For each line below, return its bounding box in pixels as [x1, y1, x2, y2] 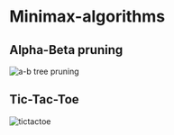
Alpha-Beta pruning [9, 42, 124, 58]
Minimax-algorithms [9, 6, 166, 27]
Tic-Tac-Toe [9, 92, 79, 107]
